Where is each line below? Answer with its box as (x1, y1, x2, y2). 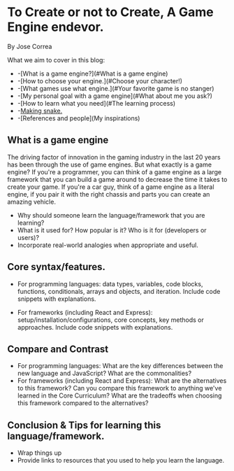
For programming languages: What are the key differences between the (17, 362, 224, 370)
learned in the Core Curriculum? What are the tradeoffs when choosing (17, 391, 222, 400)
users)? (17, 233, 40, 241)
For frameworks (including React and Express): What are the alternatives (17, 377, 227, 385)
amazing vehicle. (7, 197, 56, 206)
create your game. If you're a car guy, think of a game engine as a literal (7, 183, 214, 191)
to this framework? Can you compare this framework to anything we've (17, 384, 222, 393)
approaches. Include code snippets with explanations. (17, 323, 173, 331)
